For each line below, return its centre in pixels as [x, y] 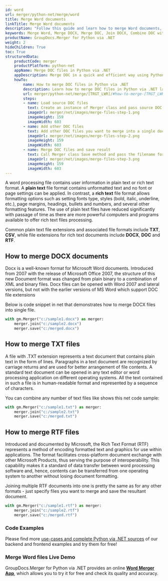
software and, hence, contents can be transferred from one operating [77, 471]
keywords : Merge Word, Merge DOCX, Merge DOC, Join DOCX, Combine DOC [80, 33]
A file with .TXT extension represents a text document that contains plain [80, 356]
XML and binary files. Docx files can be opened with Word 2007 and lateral [82, 284]
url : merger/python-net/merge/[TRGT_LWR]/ [68, 94]
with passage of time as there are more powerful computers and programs [82, 215]
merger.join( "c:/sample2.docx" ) [48, 324]
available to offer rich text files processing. [49, 220]
